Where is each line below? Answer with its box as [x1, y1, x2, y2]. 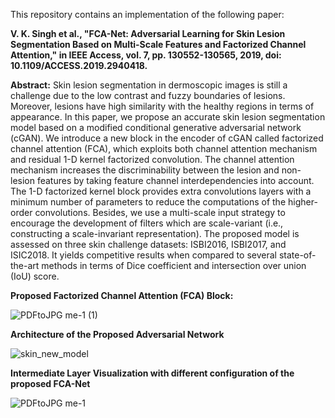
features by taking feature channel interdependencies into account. [36, 175, 315, 186]
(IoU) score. [10, 270, 60, 282]
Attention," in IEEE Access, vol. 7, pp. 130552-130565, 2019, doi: [10, 49, 282, 61]
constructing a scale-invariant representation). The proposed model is [10, 228, 300, 239]
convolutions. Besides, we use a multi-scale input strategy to [34, 207, 286, 218]
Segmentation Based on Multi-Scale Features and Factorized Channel [10, 39, 307, 50]
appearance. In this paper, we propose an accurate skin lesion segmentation [10, 111, 326, 123]
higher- [287, 196, 318, 208]
